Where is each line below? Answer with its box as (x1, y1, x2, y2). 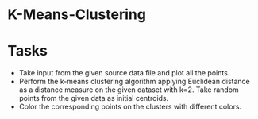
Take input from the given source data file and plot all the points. (18, 68, 230, 78)
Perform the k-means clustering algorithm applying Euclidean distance (18, 77, 251, 86)
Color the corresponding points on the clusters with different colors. (18, 102, 242, 112)
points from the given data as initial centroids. (18, 94, 169, 103)
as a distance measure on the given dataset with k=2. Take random (18, 85, 239, 94)
